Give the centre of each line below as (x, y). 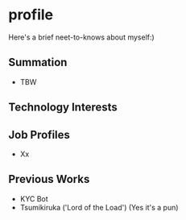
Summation (38, 62)
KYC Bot (34, 198)
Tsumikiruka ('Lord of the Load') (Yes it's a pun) (99, 207)
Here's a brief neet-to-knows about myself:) (81, 37)
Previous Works (49, 179)
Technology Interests (63, 108)
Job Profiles (39, 135)
